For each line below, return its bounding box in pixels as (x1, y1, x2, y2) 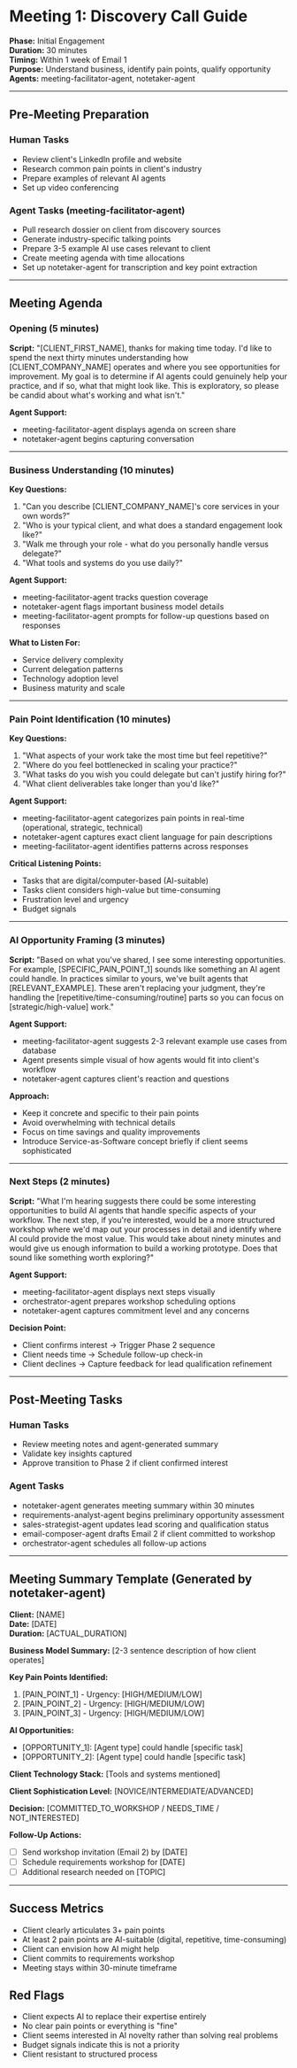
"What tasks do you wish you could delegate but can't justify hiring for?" (21, 769, 287, 780)
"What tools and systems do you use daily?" (21, 557, 183, 568)
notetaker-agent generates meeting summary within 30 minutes (21, 1499, 255, 1511)
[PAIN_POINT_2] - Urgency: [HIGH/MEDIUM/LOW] (21, 1698, 205, 1708)
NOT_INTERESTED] (9, 1812, 80, 1823)
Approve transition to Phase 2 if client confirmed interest (21, 1458, 228, 1468)
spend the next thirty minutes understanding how (9, 352, 189, 362)
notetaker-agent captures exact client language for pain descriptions (21, 832, 273, 842)
